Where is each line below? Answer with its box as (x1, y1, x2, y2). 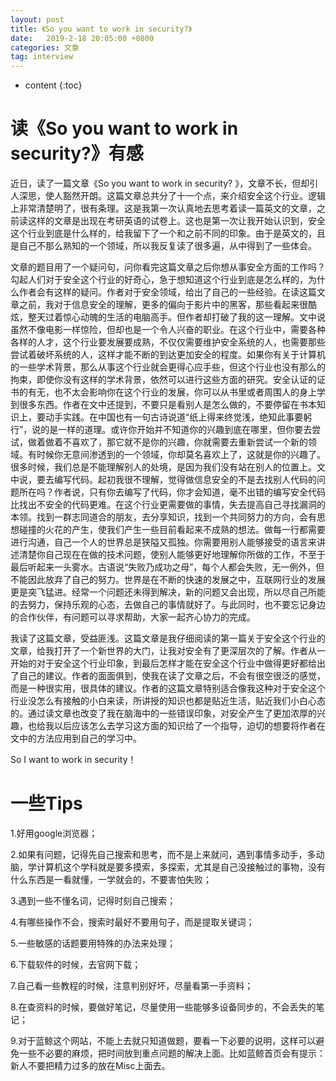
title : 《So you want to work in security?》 (10, 24, 193, 34)
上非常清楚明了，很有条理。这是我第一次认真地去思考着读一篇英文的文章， (10, 202, 317, 215)
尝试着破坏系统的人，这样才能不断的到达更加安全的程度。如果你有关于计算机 (10, 349, 326, 361)
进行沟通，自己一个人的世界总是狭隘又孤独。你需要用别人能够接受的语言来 (10, 536, 317, 548)
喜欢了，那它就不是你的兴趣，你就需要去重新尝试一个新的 (71, 436, 308, 448)
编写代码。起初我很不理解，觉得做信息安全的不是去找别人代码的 (53, 474, 317, 486)
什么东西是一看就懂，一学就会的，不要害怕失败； (10, 874, 212, 885)
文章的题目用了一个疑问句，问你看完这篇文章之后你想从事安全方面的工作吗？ (10, 261, 326, 273)
